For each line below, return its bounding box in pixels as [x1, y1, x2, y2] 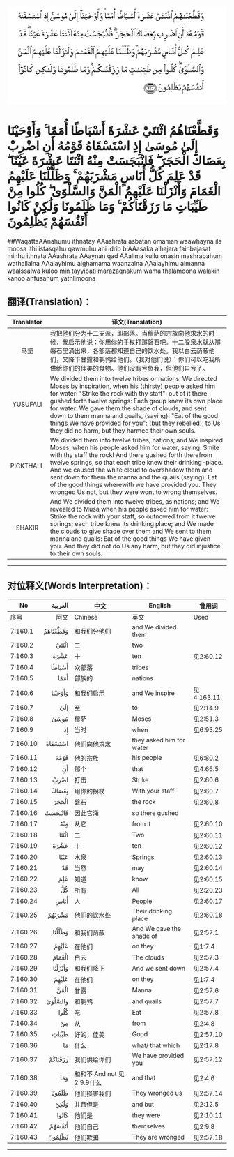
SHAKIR [16, 523, 39, 532]
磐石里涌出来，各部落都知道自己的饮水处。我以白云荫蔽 [49, 347, 209, 355]
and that [132, 1074, 156, 1082]
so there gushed [132, 809, 179, 817]
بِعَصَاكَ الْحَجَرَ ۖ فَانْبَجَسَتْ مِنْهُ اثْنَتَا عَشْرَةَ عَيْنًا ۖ [7, 153, 226, 169]
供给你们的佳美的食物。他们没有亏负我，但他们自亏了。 [49, 364, 209, 373]
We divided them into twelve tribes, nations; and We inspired [49, 435, 223, 444]
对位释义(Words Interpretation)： [7, 580, 153, 592]
